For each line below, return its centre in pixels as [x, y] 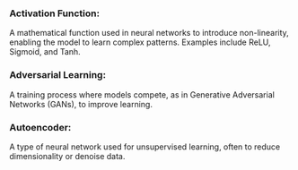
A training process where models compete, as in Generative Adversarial [142, 94]
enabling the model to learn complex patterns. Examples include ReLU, [140, 42]
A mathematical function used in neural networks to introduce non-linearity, [149, 33]
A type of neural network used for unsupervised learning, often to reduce [145, 147]
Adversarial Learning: [57, 75]
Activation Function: [55, 13]
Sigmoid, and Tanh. [45, 52]
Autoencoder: [40, 127]
